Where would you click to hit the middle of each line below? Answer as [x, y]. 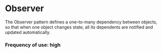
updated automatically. [28, 32]
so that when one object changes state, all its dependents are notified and [79, 27]
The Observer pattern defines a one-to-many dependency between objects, [81, 22]
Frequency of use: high [33, 45]
